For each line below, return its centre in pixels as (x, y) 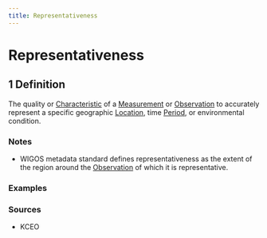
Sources (25, 209)
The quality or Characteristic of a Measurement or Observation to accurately (134, 104)
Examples (28, 188)
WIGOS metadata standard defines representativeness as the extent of (136, 159)
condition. (25, 121)
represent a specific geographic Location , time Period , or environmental (126, 112)
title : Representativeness (53, 16)
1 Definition (37, 85)
